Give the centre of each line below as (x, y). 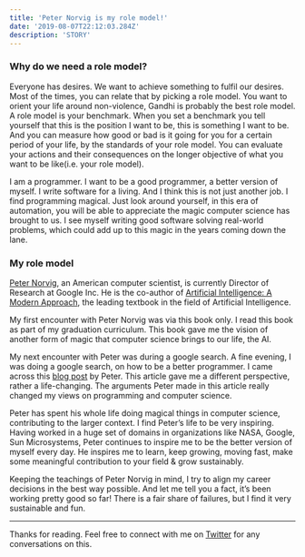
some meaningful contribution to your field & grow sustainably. (127, 461)
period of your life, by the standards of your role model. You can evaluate (146, 144)
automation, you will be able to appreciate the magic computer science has (150, 210)
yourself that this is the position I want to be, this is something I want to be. (149, 125)
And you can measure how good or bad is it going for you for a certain (141, 135)
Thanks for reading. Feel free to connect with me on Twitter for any (135, 534)
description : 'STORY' (50, 35)
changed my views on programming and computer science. (121, 395)
